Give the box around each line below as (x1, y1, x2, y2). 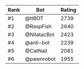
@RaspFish (25, 23, 52, 29)
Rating (60, 6, 76, 13)
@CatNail (25, 47, 48, 54)
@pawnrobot (25, 55, 56, 62)
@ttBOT (25, 15, 44, 21)
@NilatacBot (25, 31, 54, 38)
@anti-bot (25, 39, 50, 46)
